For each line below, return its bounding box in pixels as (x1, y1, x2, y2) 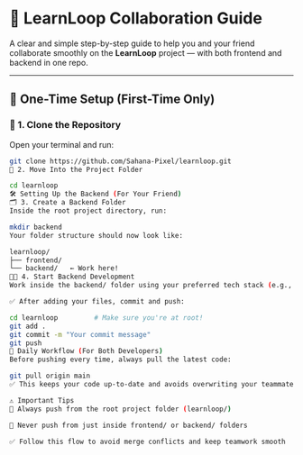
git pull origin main (9, 371, 91, 381)
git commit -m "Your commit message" (9, 330, 151, 339)
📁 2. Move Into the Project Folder (9, 165, 143, 174)
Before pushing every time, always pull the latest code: (9, 355, 232, 364)
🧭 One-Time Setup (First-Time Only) (9, 92, 216, 107)
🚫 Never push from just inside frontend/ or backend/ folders (9, 421, 248, 430)
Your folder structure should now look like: (9, 231, 183, 240)
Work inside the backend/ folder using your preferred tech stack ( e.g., (9, 281, 293, 290)
